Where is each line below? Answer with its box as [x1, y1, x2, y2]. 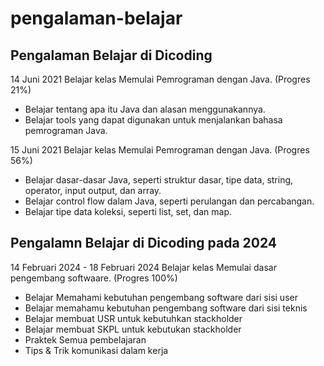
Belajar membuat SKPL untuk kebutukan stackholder [24, 323, 242, 335]
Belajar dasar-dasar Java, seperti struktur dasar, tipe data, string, [24, 174, 294, 186]
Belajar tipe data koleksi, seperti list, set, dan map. [24, 206, 232, 217]
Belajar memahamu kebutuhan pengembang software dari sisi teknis [24, 302, 308, 314]
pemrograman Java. [24, 125, 108, 136]
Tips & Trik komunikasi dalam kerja [24, 344, 169, 356]
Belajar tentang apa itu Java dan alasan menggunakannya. [24, 103, 266, 115]
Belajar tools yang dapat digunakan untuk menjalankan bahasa [24, 114, 283, 126]
